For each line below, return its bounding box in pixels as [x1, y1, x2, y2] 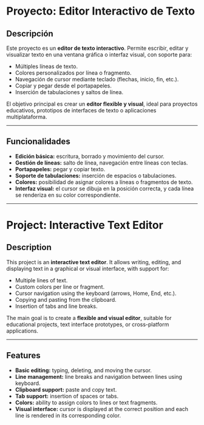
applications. [6, 327, 38, 335]
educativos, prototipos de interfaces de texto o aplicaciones [6, 107, 157, 114]
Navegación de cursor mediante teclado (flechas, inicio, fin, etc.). [15, 76, 179, 83]
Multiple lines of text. [15, 276, 68, 284]
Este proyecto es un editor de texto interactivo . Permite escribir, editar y [6, 44, 189, 52]
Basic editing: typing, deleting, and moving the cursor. [15, 366, 152, 374]
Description [6, 242, 52, 253]
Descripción [6, 29, 53, 39]
